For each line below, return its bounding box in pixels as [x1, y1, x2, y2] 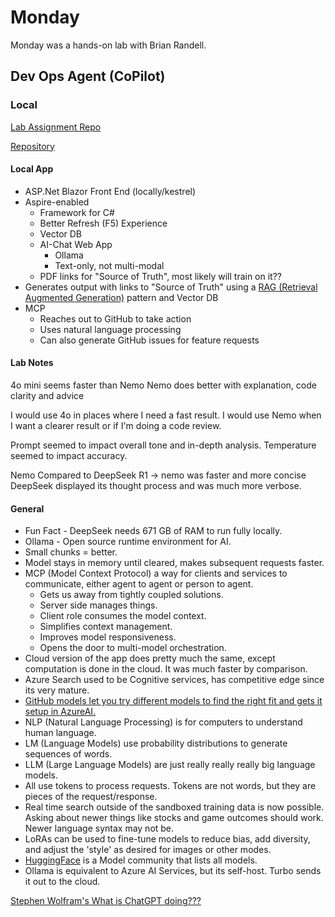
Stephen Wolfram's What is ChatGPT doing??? [10, 895, 202, 907]
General [10, 502, 45, 515]
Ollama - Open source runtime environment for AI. [24, 536, 232, 548]
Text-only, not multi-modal [54, 259, 165, 271]
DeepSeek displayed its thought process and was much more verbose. [10, 480, 302, 492]
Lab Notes [10, 357, 54, 369]
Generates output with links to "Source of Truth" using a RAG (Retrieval [24, 281, 318, 293]
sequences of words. [24, 748, 113, 760]
